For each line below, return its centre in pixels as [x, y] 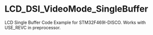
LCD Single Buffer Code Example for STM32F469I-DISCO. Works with [75, 22]
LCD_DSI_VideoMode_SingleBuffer [76, 9]
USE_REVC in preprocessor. [33, 27]
